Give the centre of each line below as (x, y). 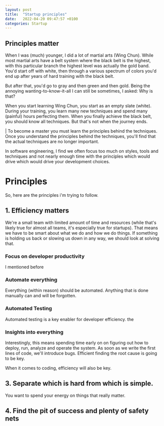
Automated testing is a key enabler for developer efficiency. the (69, 319)
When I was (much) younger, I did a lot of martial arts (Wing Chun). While (79, 55)
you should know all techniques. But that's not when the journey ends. (76, 122)
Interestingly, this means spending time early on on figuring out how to (77, 343)
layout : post (18, 10)
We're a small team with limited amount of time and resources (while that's (81, 222)
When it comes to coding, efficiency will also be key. (58, 368)
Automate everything (31, 280)
